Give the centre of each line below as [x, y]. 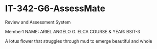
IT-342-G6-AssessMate [55, 9]
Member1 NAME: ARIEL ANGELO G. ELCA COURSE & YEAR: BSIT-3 [73, 31]
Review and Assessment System [38, 22]
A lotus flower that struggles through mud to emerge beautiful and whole [79, 41]
